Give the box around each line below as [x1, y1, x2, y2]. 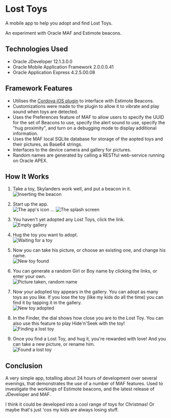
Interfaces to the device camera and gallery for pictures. [12, 146, 132, 152]
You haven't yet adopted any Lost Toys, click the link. [12, 216, 125, 223]
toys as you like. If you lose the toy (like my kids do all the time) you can [12, 294, 164, 300]
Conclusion [5, 361, 43, 370]
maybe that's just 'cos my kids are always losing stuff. [5, 407, 119, 413]
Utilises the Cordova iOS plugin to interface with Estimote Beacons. [12, 98, 154, 104]
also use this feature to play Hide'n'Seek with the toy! [12, 320, 125, 326]
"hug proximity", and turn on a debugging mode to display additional [12, 125, 157, 131]
